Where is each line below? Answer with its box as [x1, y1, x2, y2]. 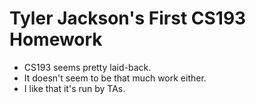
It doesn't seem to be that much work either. [23, 72, 207, 84]
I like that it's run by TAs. [23, 82, 126, 94]
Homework [9, 28, 103, 51]
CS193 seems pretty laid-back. [23, 61, 152, 73]
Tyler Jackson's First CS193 [9, 7, 247, 30]
